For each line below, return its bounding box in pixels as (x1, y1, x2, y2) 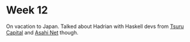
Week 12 (6, 3, 48, 17)
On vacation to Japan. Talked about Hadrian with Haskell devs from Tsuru (6, 23, 184, 30)
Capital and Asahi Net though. (6, 29, 79, 36)
